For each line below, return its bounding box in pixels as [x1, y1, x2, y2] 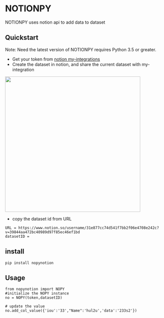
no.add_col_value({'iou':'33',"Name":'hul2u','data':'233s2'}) [5, 308, 137, 313]
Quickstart [5, 33, 39, 42]
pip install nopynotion [5, 260, 54, 265]
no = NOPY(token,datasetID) [5, 295, 63, 300]
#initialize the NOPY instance [5, 291, 69, 296]
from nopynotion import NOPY [5, 286, 65, 292]
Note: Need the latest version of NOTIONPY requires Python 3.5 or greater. [5, 46, 157, 52]
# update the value [5, 304, 45, 309]
